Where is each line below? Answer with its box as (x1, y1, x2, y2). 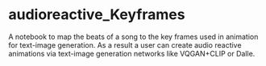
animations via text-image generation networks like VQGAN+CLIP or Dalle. (8, 49, 256, 58)
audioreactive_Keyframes (8, 6, 185, 24)
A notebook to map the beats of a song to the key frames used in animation (8, 32, 259, 41)
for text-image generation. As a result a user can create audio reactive (8, 40, 242, 49)
